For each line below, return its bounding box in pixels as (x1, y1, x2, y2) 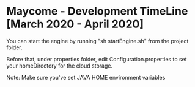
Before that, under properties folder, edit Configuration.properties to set (6, 55, 188, 63)
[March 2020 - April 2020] (6, 17, 144, 31)
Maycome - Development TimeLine (6, 4, 188, 18)
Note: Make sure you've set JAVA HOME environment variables (6, 74, 166, 81)
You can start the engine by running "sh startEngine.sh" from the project (6, 37, 189, 44)
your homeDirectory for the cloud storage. (6, 62, 113, 69)
